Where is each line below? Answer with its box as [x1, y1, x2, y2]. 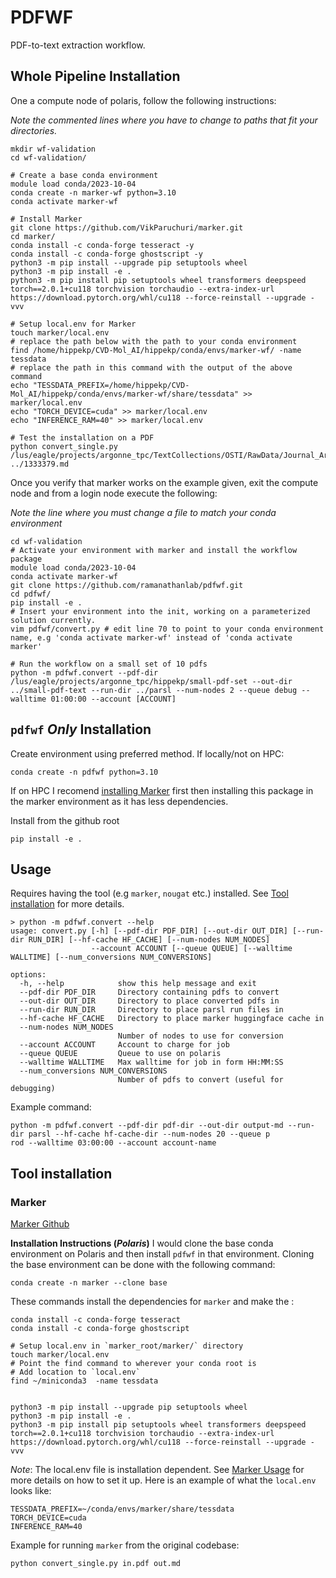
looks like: [10, 1485, 52, 1497]
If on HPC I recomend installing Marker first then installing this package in [10, 784, 314, 796]
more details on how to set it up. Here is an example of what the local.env [10, 1474, 317, 1486]
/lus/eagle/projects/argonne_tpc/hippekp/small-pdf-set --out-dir [10, 676, 293, 686]
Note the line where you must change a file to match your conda [10, 506, 277, 518]
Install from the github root [10, 814, 120, 826]
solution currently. [10, 615, 97, 625]
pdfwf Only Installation [10, 721, 152, 738]
